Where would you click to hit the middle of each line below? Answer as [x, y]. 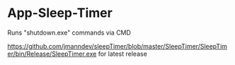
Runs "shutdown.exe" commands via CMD [69, 32]
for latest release [122, 54]
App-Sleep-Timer [60, 13]
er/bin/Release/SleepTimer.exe [52, 54]
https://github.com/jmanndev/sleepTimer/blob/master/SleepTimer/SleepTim [117, 46]
